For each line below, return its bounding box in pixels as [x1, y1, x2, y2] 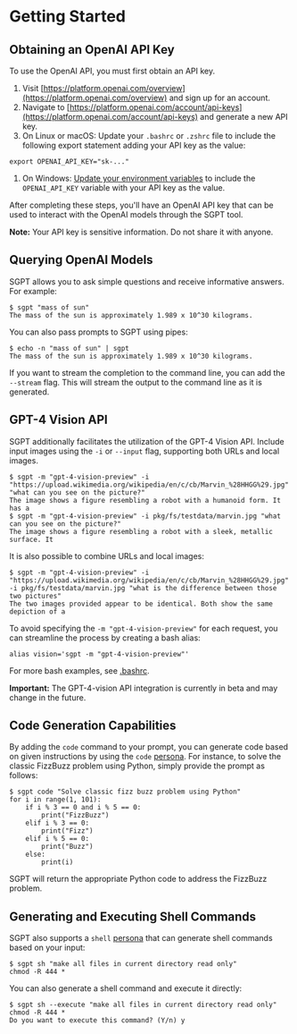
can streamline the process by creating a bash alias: [9, 632, 201, 643]
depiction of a [9, 606, 66, 616]
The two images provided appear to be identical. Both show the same [9, 599, 274, 608]
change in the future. [9, 691, 87, 703]
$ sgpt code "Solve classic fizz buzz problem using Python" [9, 787, 242, 797]
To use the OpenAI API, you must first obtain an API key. [9, 65, 216, 76]
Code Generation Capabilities [9, 718, 177, 733]
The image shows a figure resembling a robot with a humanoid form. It [9, 496, 281, 504]
